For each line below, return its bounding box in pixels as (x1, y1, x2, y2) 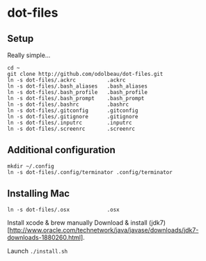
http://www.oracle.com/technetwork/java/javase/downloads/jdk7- (9, 226, 199, 234)
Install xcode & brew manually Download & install (7, 218, 148, 227)
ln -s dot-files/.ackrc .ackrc (7, 77, 127, 84)
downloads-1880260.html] (7, 233, 84, 242)
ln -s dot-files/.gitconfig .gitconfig (7, 107, 138, 114)
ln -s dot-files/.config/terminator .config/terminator (7, 168, 173, 175)
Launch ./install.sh (7, 246, 68, 255)
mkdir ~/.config (7, 162, 54, 170)
